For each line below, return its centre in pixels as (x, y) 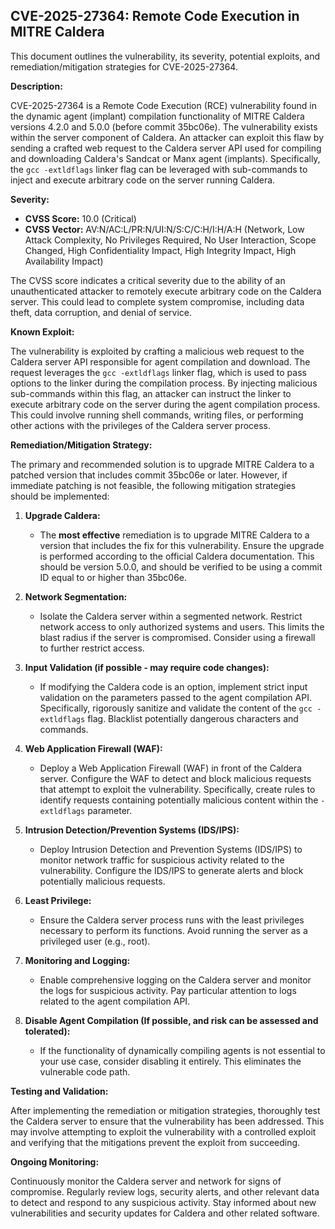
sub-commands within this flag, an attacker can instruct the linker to (151, 393)
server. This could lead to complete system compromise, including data (157, 301)
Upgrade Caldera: (62, 515)
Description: (36, 86)
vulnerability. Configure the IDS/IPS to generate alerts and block (171, 870)
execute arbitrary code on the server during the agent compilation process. (165, 404)
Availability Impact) (64, 261)
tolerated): (47, 1031)
